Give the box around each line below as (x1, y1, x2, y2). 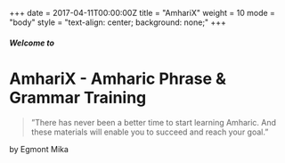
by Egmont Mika (9, 143, 69, 154)
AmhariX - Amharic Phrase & (9, 69, 227, 88)
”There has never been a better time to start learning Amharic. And (30, 117, 277, 127)
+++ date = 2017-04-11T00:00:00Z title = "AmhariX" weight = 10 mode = (9, 8, 276, 18)
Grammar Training (9, 87, 147, 108)
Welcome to (9, 37, 55, 48)
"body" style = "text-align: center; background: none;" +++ (9, 17, 227, 28)
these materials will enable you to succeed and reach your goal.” (30, 126, 269, 137)
